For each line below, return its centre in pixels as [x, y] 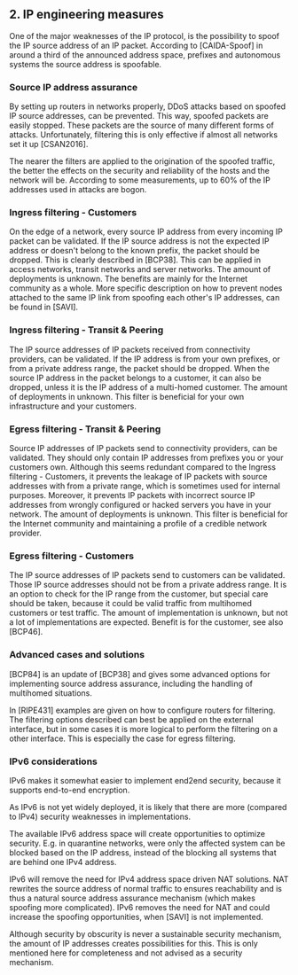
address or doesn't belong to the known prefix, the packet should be [134, 251]
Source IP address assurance [74, 87]
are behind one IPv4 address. [63, 862]
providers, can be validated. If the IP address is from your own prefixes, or [145, 359]
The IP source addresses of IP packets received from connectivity [130, 349]
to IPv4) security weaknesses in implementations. [100, 816]
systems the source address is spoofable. [86, 64]
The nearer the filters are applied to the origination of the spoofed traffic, [142, 161]
